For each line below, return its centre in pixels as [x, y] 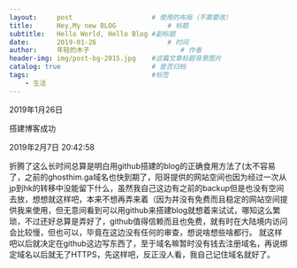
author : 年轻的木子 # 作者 [106, 50]
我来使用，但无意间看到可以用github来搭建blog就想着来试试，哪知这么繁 [148, 210]
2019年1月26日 [36, 109]
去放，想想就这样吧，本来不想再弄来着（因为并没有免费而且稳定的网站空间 [145, 199]
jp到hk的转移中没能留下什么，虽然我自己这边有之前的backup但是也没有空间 [147, 188]
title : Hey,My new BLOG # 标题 [99, 26]
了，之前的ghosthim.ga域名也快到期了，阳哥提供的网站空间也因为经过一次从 [148, 177]
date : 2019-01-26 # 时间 [99, 42]
